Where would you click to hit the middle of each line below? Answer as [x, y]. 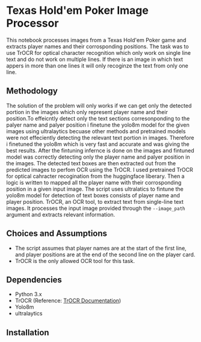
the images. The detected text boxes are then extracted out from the [91, 163]
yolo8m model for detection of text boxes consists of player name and [93, 195]
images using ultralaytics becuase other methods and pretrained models [96, 131]
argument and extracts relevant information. [61, 214]
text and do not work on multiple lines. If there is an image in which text [95, 59]
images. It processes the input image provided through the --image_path [96, 208]
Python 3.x [28, 294]
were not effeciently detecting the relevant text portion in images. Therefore [100, 138]
